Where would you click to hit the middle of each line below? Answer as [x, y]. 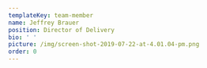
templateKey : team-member [51, 15]
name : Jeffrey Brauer [44, 23]
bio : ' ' [23, 37]
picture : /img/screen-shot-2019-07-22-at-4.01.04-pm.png [104, 45]
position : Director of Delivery [61, 30]
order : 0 [23, 52]
